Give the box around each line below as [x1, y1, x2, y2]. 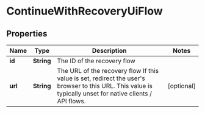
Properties [6, 29, 48, 39]
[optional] [167, 82, 196, 90]
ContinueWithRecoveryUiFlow [6, 4, 163, 18]
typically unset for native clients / [57, 89, 153, 98]
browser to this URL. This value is [57, 82, 153, 90]
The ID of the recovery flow [57, 56, 135, 65]
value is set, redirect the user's [57, 74, 145, 83]
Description [92, 47, 127, 55]
